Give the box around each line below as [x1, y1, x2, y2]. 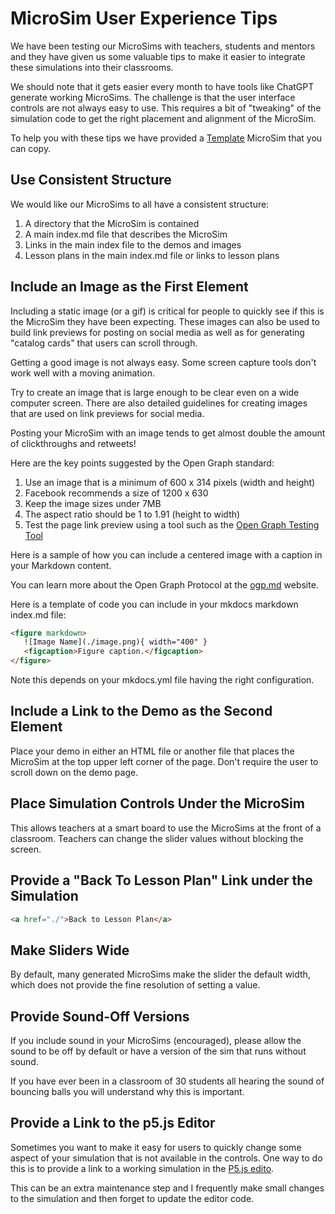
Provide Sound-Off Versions [10, 1008, 190, 1025]
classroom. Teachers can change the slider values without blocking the [10, 832, 304, 844]
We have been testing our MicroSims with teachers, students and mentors [10, 40, 316, 52]
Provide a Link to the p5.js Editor [10, 1115, 216, 1132]
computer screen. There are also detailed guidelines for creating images [10, 397, 308, 409]
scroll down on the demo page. [10, 766, 139, 778]
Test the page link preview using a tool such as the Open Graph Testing [24, 518, 320, 531]
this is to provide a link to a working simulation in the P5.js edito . [10, 1162, 275, 1174]
